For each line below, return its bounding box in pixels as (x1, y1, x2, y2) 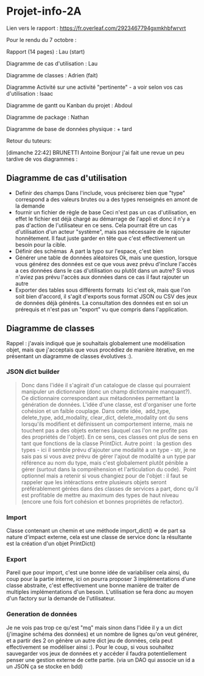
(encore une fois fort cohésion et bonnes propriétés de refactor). (21, 498, 184, 505)
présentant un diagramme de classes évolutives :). (6, 352, 133, 360)
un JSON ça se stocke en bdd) (6, 663, 83, 670)
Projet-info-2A (6, 4, 82, 18)
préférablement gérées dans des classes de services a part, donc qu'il (21, 485, 199, 492)
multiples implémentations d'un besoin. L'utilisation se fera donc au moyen (6, 588, 194, 596)
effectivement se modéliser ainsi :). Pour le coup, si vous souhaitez (6, 643, 174, 650)
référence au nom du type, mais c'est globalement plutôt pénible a (21, 459, 188, 467)
